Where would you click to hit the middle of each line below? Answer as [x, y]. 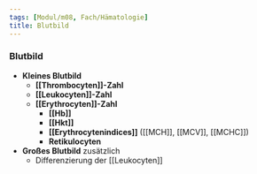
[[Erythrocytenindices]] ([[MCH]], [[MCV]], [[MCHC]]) [149, 132]
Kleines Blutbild [52, 75]
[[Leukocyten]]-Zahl [74, 95]
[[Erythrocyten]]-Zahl [76, 103]
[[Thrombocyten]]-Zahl [79, 85]
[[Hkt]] [61, 122]
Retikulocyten [75, 141]
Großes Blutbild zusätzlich [71, 150]
